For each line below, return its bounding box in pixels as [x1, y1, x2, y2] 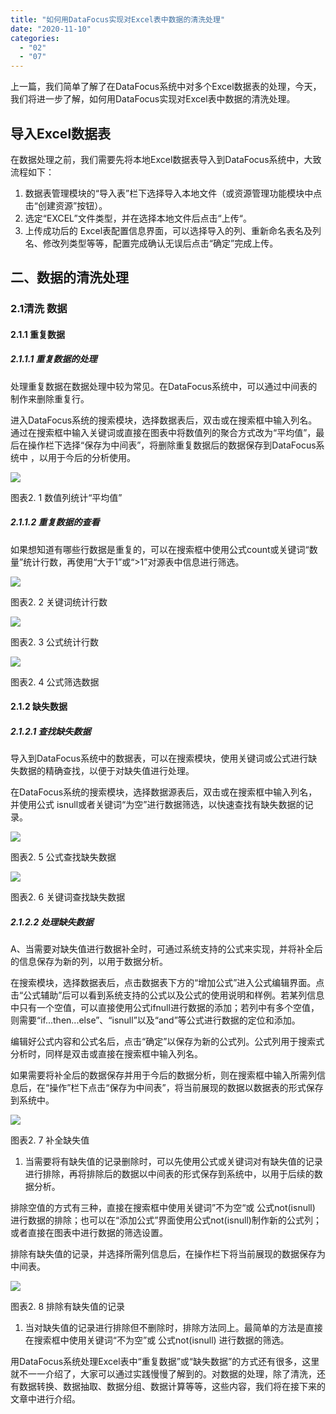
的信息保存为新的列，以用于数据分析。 [10, 956, 168, 968]
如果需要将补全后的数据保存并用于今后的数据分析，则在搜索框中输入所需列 [10, 1069, 317, 1081]
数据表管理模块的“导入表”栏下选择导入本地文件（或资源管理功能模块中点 [24, 187, 323, 199]
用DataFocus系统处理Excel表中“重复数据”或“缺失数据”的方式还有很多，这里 [10, 1356, 320, 1368]
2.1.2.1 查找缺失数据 [10, 725, 92, 737]
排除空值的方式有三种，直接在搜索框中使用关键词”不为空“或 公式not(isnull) [10, 1202, 316, 1214]
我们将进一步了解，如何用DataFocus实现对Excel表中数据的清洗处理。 [10, 93, 296, 105]
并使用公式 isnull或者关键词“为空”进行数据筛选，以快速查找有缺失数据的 [10, 799, 305, 811]
